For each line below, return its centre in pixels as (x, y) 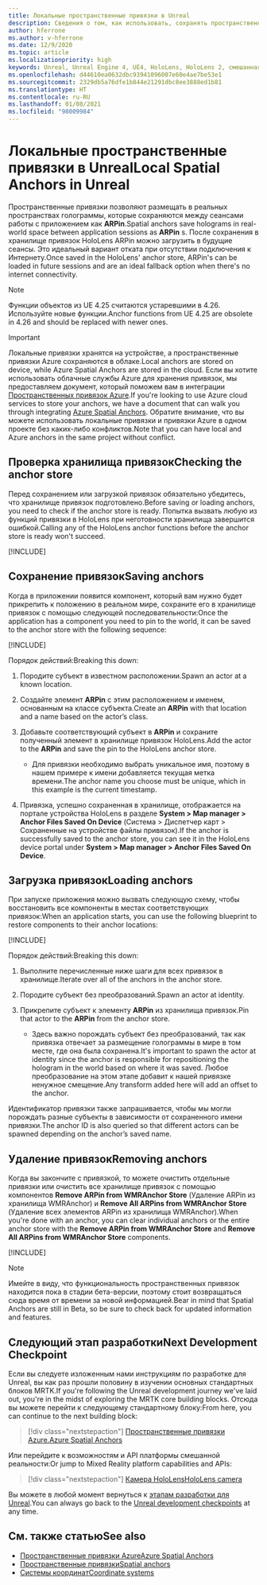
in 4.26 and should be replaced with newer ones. (88, 322)
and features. (30, 1317)
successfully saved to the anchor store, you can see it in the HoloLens (135, 839)
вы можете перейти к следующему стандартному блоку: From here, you (130, 1407)
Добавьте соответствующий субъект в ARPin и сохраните (119, 731)
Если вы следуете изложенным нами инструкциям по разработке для (127, 1374)
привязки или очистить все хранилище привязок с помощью (112, 1187)
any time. (23, 1511)
